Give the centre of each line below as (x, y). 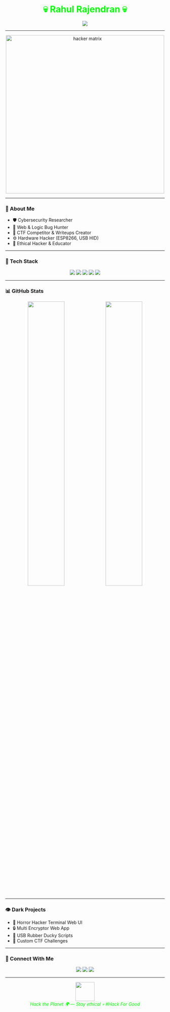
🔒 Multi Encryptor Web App (41, 928)
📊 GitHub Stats (25, 291)
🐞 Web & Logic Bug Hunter (40, 227)
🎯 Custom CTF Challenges (40, 941)
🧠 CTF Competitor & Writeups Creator (52, 233)
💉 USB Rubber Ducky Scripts (43, 936)
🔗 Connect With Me (30, 959)
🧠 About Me (20, 209)
